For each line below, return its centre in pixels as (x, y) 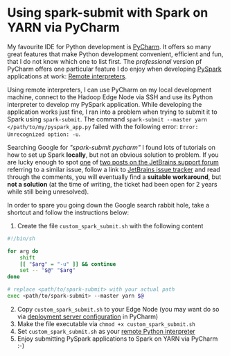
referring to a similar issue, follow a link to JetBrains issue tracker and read (114, 169)
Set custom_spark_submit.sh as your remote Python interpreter (106, 331)
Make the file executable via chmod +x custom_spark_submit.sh (106, 323)
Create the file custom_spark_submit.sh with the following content (110, 226)
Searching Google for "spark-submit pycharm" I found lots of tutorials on (112, 147)
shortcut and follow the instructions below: (68, 212)
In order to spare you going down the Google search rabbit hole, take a (108, 205)
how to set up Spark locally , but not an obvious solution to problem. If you (113, 155)
